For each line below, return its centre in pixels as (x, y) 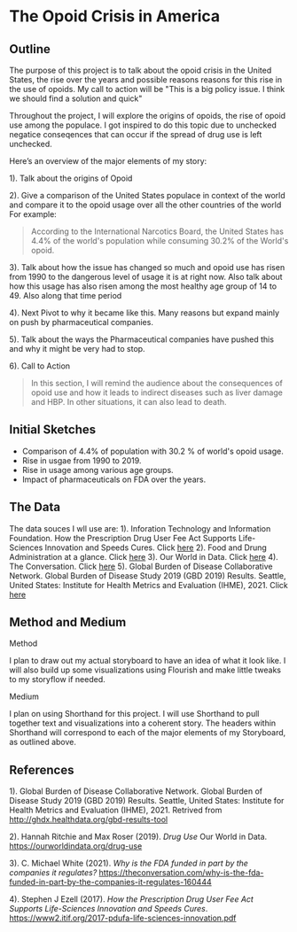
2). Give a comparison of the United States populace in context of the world (147, 195)
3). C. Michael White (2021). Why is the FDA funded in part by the (129, 863)
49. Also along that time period (66, 295)
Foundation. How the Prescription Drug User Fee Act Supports (123, 538)
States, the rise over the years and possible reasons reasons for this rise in (146, 80)
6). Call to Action (40, 366)
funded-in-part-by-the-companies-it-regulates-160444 (111, 882)
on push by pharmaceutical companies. (81, 322)
